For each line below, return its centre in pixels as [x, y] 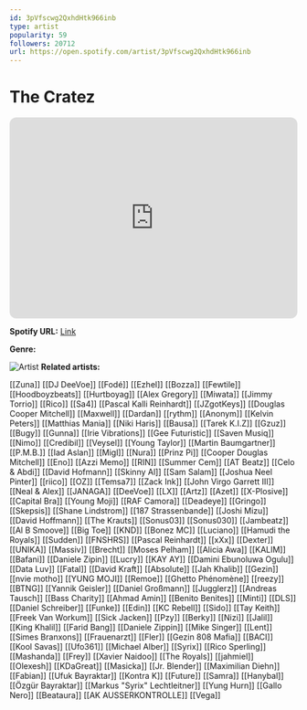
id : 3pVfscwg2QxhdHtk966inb [63, 18]
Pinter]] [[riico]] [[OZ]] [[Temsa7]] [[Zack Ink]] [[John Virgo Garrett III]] [142, 482]
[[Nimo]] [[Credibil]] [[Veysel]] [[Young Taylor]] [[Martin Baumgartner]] [143, 443]
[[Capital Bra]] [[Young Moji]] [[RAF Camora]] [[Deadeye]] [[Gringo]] [138, 501]
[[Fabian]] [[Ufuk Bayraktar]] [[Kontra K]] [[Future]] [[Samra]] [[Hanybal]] [147, 676]
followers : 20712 [42, 43]
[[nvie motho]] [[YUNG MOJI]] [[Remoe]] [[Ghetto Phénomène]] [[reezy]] [147, 579]
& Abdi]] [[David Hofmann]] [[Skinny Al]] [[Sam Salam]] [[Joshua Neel [141, 472]
